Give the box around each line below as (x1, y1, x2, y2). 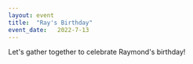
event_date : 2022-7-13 (8, 26, 89, 34)
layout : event (8, 11, 55, 20)
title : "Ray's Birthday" (8, 19, 93, 27)
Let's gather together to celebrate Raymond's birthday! (8, 48, 186, 57)
